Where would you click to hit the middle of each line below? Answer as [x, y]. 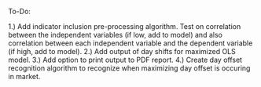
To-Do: [20, 11]
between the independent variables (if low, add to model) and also [115, 35]
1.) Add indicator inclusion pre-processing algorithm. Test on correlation [125, 26]
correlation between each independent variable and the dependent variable [130, 43]
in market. [24, 76]
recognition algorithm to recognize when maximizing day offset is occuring [129, 68]
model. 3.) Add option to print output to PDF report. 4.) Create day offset [125, 60]
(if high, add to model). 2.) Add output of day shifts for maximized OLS [122, 51]
